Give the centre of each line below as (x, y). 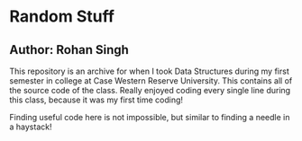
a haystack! (31, 127)
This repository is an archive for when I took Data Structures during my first (150, 71)
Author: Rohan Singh (69, 50)
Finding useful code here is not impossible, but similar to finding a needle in (150, 117)
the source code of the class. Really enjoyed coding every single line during (150, 90)
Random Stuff (62, 17)
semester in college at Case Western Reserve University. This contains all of (151, 81)
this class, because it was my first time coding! (96, 100)
